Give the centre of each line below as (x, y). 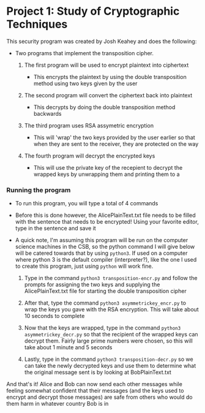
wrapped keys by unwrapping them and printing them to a (106, 174)
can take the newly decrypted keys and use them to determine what (110, 366)
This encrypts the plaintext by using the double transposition (110, 77)
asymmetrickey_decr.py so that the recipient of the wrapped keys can (111, 335)
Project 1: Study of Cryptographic (93, 11)
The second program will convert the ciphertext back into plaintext (108, 95)
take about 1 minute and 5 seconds (68, 347)
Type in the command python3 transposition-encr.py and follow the (111, 278)
